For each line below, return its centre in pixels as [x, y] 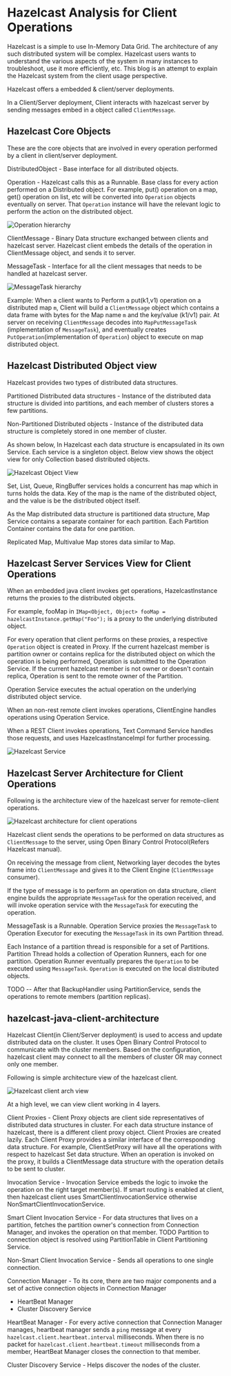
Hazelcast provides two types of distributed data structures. [92, 382]
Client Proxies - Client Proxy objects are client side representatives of [106, 1117]
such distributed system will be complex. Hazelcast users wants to [102, 54]
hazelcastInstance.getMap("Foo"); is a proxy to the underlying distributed [112, 619]
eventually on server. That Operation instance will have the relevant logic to [114, 204]
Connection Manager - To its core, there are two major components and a [112, 1281]
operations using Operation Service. [59, 718]
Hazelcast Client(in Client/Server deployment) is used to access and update [115, 1035]
